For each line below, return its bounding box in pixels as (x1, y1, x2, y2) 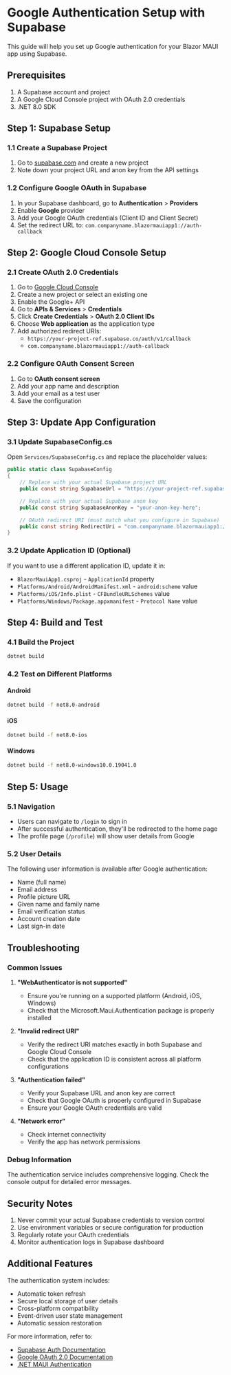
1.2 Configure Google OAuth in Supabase (7, 183, 146, 193)
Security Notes (7, 1197, 74, 1210)
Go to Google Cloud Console (16, 283, 98, 291)
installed (27, 1013, 52, 1022)
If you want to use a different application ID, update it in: (7, 561, 166, 570)
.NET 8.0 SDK (16, 102, 56, 111)
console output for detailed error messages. (7, 1178, 132, 1186)
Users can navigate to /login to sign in (16, 817, 127, 825)
